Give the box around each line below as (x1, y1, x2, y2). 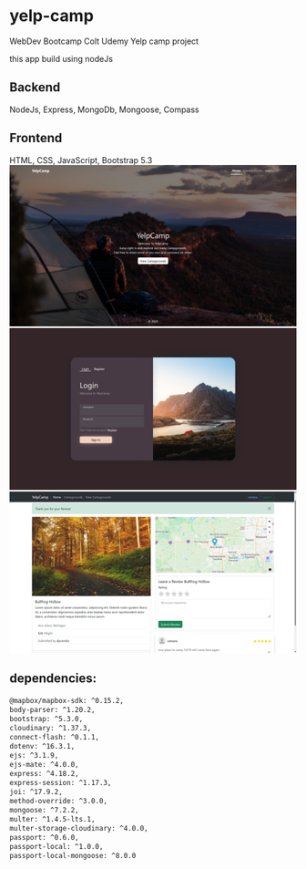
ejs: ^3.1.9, (9, 750, 59, 760)
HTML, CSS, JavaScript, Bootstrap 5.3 (9, 154, 153, 165)
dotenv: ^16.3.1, (9, 741, 76, 750)
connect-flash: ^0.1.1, (9, 732, 100, 741)
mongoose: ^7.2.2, (9, 805, 79, 814)
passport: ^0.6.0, (9, 833, 79, 842)
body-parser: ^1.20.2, (9, 705, 96, 714)
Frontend (9, 130, 63, 146)
